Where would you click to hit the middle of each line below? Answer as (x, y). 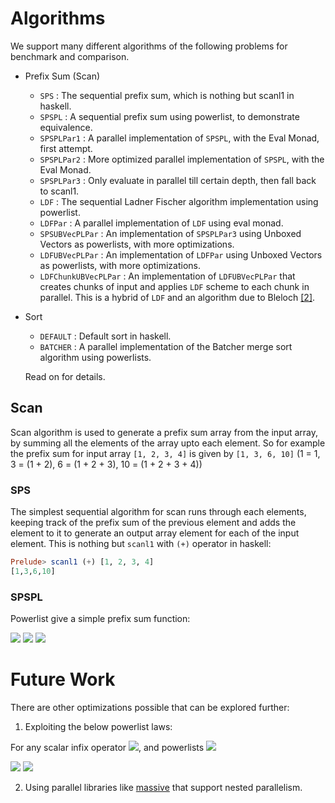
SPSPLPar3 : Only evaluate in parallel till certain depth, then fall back (178, 180)
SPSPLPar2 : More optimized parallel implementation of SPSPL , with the (182, 159)
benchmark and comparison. (70, 56)
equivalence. (66, 127)
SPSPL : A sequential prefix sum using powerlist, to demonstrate (169, 116)
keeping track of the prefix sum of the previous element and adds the (153, 523)
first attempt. (66, 148)
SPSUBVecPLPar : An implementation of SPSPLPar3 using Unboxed (170, 233)
